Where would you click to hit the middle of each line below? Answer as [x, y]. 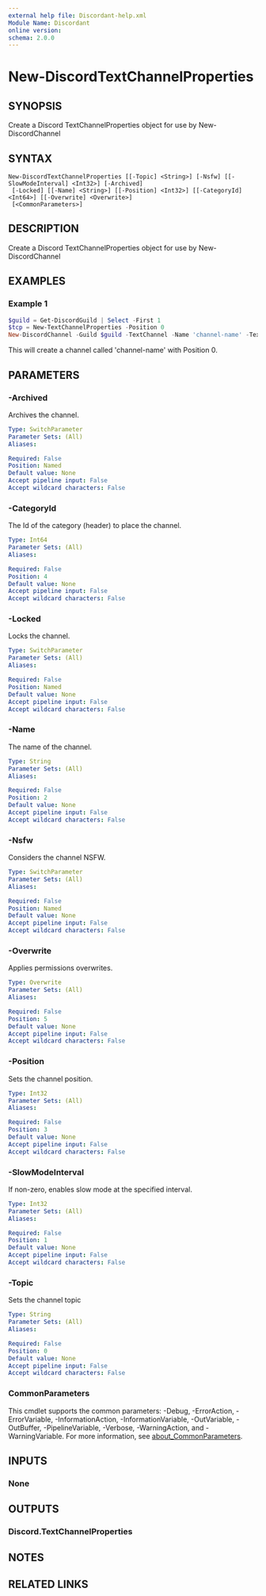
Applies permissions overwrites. [61, 968]
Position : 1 [28, 1240]
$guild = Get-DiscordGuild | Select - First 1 [84, 320]
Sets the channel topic [45, 1300]
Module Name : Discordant [49, 23]
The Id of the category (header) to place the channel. [95, 526]
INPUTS [28, 1461]
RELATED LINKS [48, 1584]
